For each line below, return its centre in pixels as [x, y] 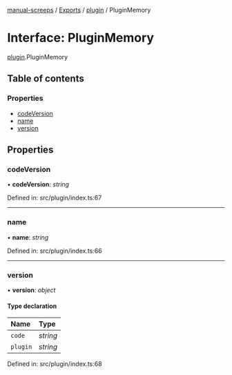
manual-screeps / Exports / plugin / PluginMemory [79, 10]
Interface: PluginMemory [80, 38]
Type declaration [32, 306]
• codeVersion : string [38, 184]
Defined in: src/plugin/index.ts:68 [55, 364]
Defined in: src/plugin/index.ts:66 [55, 251]
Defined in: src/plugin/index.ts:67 [55, 198]
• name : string [28, 237]
